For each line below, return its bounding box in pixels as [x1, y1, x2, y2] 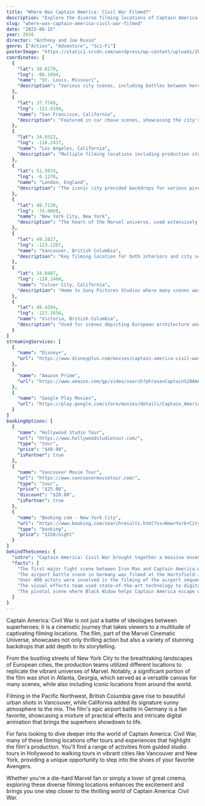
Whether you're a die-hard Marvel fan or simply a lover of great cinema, [6, 774, 187, 782]
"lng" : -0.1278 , [17, 174, 59, 180]
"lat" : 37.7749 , [17, 100, 59, 106]
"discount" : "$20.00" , [17, 492, 75, 498]
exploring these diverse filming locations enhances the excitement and [6, 780, 184, 788]
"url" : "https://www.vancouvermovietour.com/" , [17, 475, 140, 481]
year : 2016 [6, 32, 34, 38]
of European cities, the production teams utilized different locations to [6, 661, 182, 668]
